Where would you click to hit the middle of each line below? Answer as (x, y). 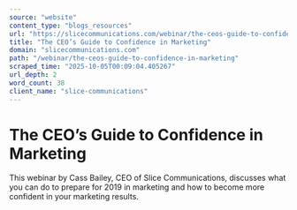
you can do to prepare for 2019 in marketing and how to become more (137, 187)
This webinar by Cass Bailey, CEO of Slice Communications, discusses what (148, 178)
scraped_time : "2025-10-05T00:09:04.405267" (92, 67)
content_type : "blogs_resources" (71, 26)
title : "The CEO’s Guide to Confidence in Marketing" (110, 42)
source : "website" (43, 17)
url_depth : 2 (33, 75)
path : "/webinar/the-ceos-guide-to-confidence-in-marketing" (124, 58)
